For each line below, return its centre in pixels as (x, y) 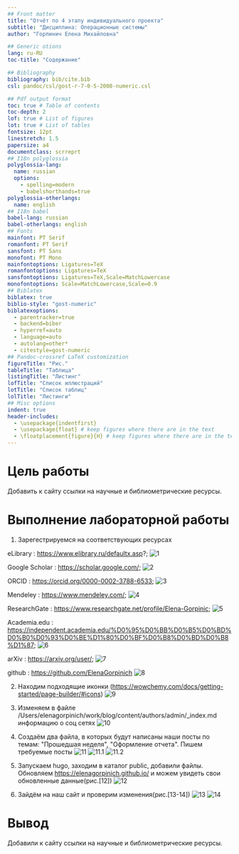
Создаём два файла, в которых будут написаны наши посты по (113, 737)
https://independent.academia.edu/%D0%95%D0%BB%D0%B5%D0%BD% (119, 630)
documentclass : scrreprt (44, 152)
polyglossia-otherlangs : (44, 198)
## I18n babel (28, 211)
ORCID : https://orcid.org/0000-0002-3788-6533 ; (81, 581)
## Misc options (31, 403)
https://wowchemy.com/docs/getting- (168, 686)
